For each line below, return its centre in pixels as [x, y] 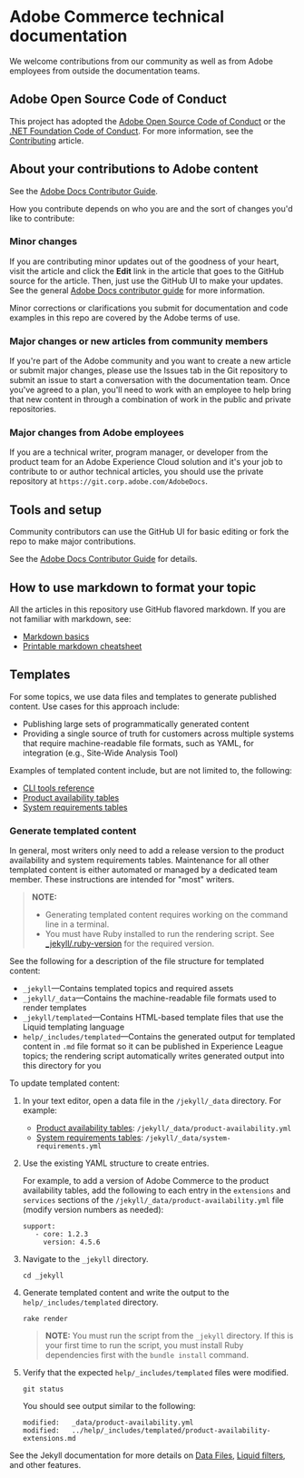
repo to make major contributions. [73, 541]
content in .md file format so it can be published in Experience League [153, 1047]
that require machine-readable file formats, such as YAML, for [138, 743]
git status [43, 1389]
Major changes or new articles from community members [139, 340]
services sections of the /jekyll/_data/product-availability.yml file [153, 1200]
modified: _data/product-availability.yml [108, 1423]
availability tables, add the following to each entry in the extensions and [157, 1190]
